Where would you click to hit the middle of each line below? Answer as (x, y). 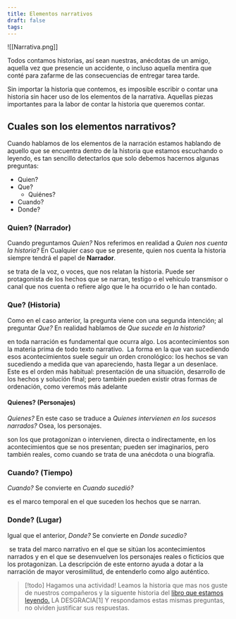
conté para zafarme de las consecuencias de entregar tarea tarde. (104, 75)
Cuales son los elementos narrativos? (92, 127)
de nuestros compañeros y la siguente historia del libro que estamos (124, 592)
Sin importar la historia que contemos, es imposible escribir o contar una (113, 90)
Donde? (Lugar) (35, 520)
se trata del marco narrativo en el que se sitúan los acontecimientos (107, 549)
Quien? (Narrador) (39, 228)
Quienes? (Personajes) (42, 403)
